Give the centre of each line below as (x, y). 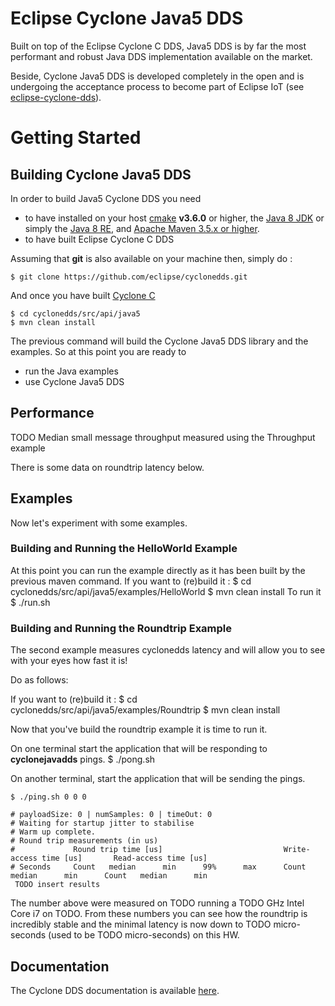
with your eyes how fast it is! (69, 661)
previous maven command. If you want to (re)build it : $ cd (131, 581)
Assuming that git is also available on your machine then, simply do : (151, 258)
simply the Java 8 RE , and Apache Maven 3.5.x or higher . (142, 228)
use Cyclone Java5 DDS (74, 381)
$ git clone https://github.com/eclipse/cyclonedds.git (129, 277)
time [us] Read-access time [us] (124, 858)
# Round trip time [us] (86, 850)
